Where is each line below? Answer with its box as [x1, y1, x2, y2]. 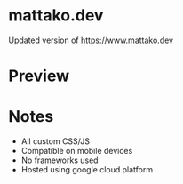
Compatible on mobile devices [20, 146, 133, 156]
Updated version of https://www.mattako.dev [8, 35, 174, 45]
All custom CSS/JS [20, 136, 91, 147]
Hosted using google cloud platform [20, 164, 153, 175]
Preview [8, 66, 70, 86]
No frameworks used [20, 155, 99, 165]
